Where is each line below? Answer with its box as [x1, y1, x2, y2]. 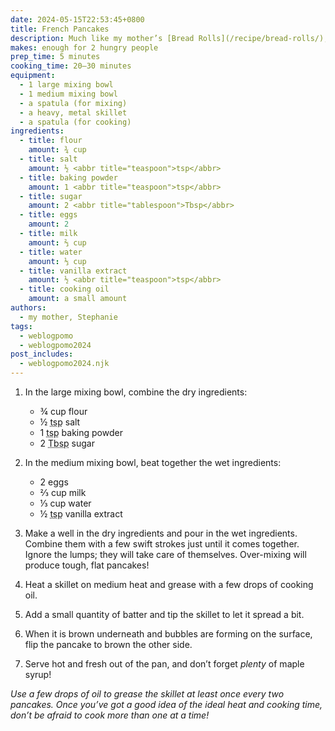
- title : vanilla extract [19, 266, 128, 276]
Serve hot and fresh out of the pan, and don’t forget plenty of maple [24, 658, 305, 670]
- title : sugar [19, 191, 83, 201]
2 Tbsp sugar [39, 437, 95, 449]
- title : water [19, 247, 83, 257]
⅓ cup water [39, 497, 92, 509]
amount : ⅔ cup [28, 237, 87, 248]
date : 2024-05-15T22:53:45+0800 [10, 14, 145, 25]
